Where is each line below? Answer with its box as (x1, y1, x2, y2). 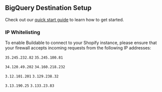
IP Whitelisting (5, 29, 40, 35)
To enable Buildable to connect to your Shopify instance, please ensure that (5, 40, 157, 46)
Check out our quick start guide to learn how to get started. (5, 16, 124, 22)
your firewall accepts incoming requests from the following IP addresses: (5, 45, 151, 51)
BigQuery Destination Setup (5, 4, 91, 12)
